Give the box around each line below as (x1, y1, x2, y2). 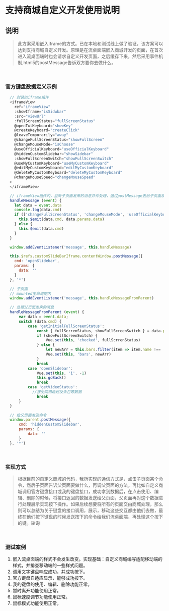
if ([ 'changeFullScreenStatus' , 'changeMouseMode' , (14, 212, 125, 217)
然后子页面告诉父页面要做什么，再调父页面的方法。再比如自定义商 (26, 482, 163, 488)
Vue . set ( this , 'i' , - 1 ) (37, 371, 87, 376)
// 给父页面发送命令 (10, 413, 47, 418)
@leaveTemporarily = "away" (14, 132, 69, 138)
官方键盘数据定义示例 (5, 83, 57, 90)
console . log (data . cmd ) (14, 208, 62, 213)
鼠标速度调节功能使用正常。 (12, 594, 70, 600)
